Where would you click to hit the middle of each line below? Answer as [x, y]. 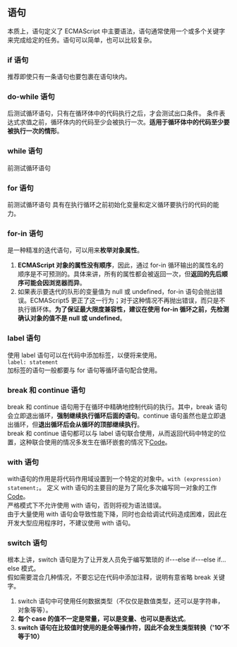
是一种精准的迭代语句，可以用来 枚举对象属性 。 [75, 250]
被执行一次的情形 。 [35, 131]
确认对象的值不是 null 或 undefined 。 [72, 318]
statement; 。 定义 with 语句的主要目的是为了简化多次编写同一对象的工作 [112, 488]
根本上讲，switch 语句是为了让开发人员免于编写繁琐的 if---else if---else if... [117, 559]
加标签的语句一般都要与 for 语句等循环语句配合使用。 [84, 370]
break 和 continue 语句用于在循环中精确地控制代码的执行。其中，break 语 [114, 406]
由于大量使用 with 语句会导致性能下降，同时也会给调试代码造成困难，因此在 [117, 514]
